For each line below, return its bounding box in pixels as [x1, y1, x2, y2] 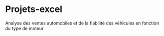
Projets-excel [5, 3, 63, 15]
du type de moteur [5, 25, 44, 31]
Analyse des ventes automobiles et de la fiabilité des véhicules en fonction [5, 20, 159, 26]
